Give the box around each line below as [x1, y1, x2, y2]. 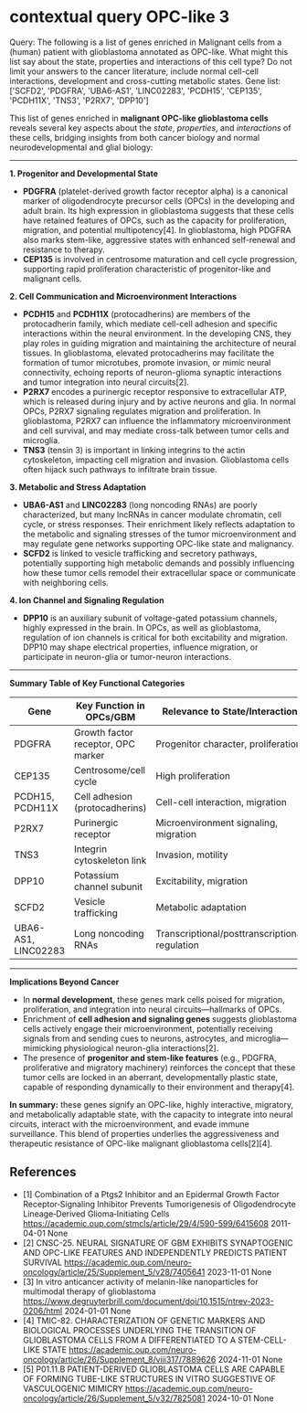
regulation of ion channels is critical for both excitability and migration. [22, 632, 288, 643]
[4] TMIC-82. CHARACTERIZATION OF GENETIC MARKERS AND [22, 1314, 266, 1326]
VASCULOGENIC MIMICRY [22, 1383, 123, 1394]
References [9, 1164, 77, 1180]
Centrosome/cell [73, 763, 146, 776]
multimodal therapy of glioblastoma [22, 1286, 157, 1297]
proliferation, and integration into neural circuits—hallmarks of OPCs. [22, 1004, 282, 1015]
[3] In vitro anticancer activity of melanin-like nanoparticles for [22, 1276, 259, 1287]
